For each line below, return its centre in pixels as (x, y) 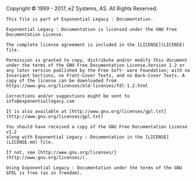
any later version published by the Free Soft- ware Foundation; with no (98, 70)
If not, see (21, 152)
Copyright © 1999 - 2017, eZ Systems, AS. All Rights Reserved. (82, 8)
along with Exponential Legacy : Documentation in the (75, 137)
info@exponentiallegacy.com (40, 101)
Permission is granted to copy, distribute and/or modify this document (97, 60)
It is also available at (36, 111)
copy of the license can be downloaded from (61, 81)
